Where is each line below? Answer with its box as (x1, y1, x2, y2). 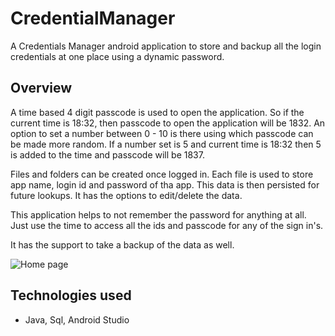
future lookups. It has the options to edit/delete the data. (10, 189, 243, 201)
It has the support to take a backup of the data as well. (10, 238, 235, 251)
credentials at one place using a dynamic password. (10, 50, 225, 62)
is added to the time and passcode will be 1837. (10, 148, 205, 161)
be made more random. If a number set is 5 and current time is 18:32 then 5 (10, 138, 322, 150)
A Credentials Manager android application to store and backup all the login (10, 40, 322, 52)
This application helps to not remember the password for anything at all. (10, 208, 307, 221)
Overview (10, 80, 73, 97)
